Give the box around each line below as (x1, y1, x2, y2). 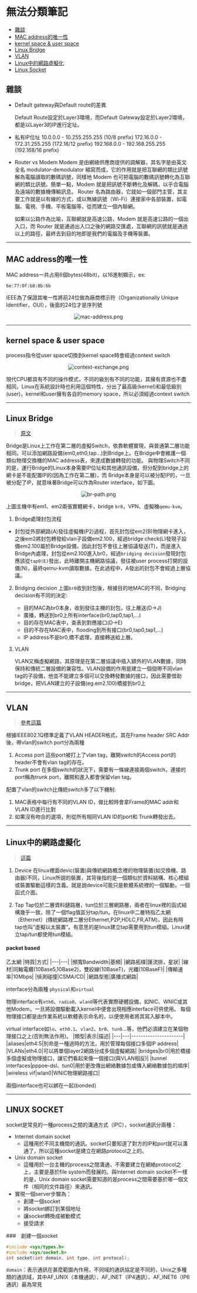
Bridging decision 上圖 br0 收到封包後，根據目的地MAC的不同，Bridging (14, 585, 186, 592)
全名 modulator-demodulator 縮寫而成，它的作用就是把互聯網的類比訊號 (14, 166, 189, 173)
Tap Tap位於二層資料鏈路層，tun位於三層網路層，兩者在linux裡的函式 (14, 901, 182, 908)
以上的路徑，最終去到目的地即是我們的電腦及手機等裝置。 (14, 230, 154, 237)
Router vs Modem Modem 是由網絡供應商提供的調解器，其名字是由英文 (14, 158, 187, 165)
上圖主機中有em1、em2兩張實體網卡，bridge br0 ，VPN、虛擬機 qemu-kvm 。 (6, 503, 186, 510)
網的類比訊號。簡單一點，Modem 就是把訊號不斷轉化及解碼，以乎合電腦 (14, 181, 189, 188)
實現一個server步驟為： (14, 1190, 72, 1197)
